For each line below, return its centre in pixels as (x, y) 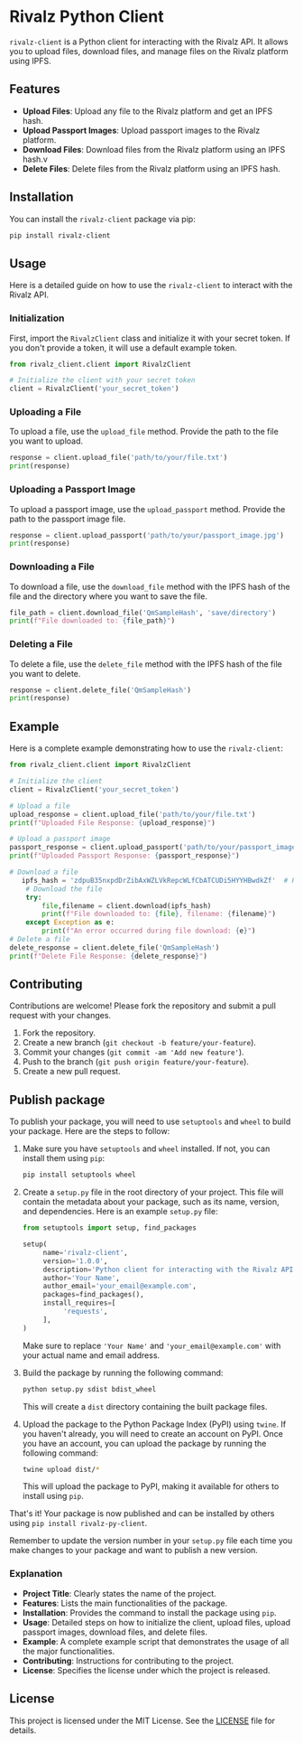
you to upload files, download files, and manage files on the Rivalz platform (149, 51)
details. (23, 1730)
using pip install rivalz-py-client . (78, 1523)
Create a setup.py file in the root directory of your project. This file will (153, 1192)
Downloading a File (52, 567)
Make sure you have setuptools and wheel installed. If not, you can (146, 1148)
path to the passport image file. (68, 519)
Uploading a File (46, 412)
